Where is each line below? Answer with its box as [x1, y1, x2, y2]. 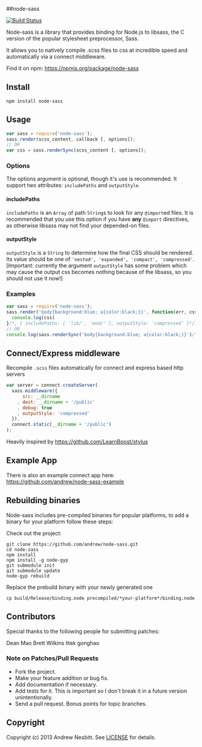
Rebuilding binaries [6, 495, 81, 506]
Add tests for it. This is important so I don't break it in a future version [14, 687, 188, 695]
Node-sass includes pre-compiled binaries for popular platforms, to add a [6, 511, 189, 518]
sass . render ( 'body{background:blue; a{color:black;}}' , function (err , [6, 309, 187, 315]
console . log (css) [11, 314, 55, 320]
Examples [6, 290, 36, 298]
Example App [6, 456, 57, 466]
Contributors [6, 612, 56, 622]
